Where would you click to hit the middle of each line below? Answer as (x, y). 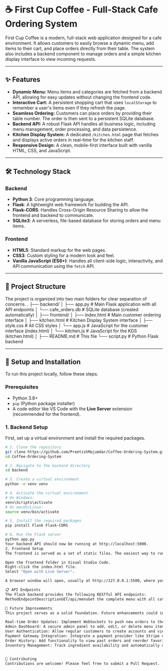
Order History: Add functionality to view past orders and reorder (77, 641)
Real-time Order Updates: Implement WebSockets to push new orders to (80, 622)
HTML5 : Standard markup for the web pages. (59, 250)
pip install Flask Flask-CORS (37, 526)
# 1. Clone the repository (33, 447)
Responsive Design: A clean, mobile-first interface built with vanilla (82, 145)
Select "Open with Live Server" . (40, 572)
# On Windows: (20, 498)
